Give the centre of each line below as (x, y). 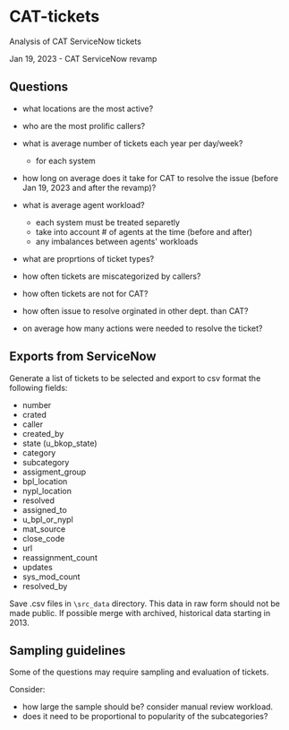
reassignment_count (60, 557)
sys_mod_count (51, 577)
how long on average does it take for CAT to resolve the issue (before (150, 178)
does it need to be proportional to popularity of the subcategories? (145, 717)
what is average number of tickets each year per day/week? (132, 143)
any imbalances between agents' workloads (117, 241)
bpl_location (45, 481)
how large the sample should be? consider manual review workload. (148, 707)
